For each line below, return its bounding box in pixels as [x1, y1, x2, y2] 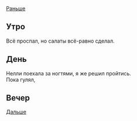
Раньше [6, 5, 26, 12]
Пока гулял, [6, 76, 36, 83]
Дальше [6, 108, 26, 116]
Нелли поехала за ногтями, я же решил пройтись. [6, 70, 132, 77]
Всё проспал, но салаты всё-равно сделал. [6, 37, 115, 44]
